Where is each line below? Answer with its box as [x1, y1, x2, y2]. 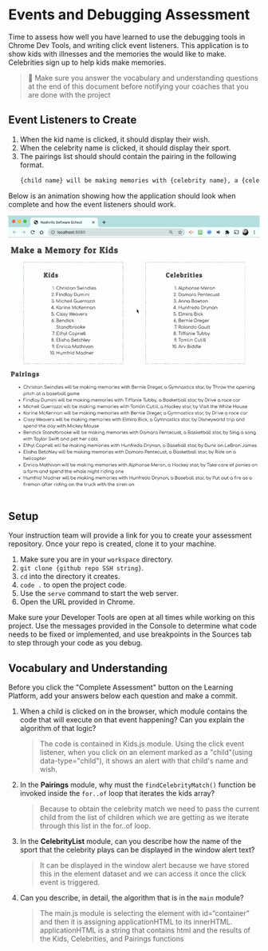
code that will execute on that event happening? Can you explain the [19, 714, 245, 725]
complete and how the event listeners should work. [8, 199, 177, 209]
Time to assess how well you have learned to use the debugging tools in [8, 32, 246, 42]
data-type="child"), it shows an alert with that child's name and [39, 756, 249, 765]
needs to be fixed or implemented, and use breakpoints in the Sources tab [8, 629, 252, 639]
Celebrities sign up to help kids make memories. [8, 58, 167, 67]
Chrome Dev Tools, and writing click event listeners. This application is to [8, 40, 249, 50]
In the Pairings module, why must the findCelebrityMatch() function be [19, 780, 257, 789]
